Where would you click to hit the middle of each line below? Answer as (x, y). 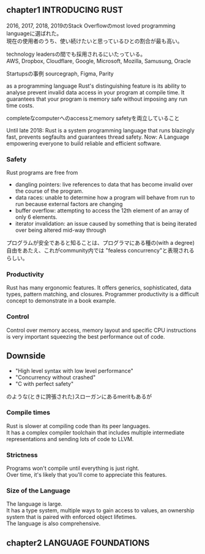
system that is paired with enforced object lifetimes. (72, 517)
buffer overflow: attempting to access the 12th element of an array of (102, 210)
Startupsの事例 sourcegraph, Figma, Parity (60, 74)
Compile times (28, 412)
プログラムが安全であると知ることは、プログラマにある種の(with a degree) (100, 243)
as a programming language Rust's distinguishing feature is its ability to (96, 86)
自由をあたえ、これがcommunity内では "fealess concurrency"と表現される (100, 250)
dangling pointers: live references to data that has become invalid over (104, 185)
